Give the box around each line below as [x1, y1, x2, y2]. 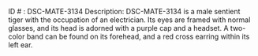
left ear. [8, 40, 33, 50]
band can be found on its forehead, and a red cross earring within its [26, 32, 250, 41]
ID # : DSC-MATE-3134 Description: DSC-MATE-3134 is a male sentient [8, 7, 241, 16]
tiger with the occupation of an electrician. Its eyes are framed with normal [8, 15, 251, 24]
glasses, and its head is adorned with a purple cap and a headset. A [8, 24, 229, 32]
